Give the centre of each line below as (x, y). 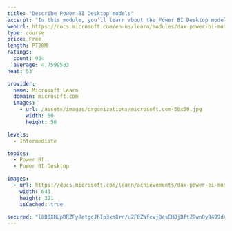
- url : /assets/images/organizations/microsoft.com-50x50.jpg (111, 110)
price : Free (24, 39)
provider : (21, 83)
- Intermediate (35, 141)
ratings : (20, 52)
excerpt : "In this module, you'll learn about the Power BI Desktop (108, 20)
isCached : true (41, 204)
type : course (26, 33)
